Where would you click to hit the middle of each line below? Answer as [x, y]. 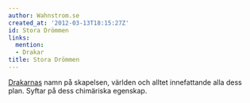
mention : [30, 45]
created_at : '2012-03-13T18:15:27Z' [69, 23]
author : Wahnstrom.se [44, 15]
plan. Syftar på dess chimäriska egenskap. [78, 90]
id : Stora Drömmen [38, 30]
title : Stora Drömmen [44, 60]
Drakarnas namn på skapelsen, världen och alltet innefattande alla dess [125, 82]
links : [19, 38]
